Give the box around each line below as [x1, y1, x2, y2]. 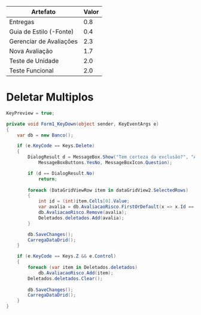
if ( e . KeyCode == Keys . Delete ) [17, 143, 95, 149]
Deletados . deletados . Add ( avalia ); [38, 215, 124, 221]
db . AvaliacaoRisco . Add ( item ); [38, 269, 114, 276]
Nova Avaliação [9, 47, 53, 55]
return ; [38, 176, 58, 182]
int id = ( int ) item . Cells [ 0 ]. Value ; [38, 198, 130, 204]
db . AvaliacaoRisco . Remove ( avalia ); [38, 210, 127, 216]
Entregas [9, 18, 35, 26]
